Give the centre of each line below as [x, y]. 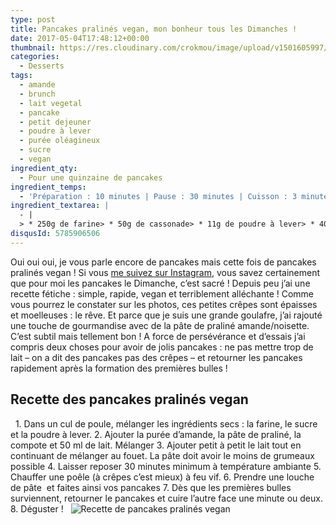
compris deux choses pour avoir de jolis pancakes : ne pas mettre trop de [162, 347]
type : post [33, 19]
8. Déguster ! [37, 508]
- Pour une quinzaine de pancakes [91, 177]
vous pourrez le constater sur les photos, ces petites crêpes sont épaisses [164, 304]
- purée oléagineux [60, 141]
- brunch [37, 94]
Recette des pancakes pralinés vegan [129, 399]
